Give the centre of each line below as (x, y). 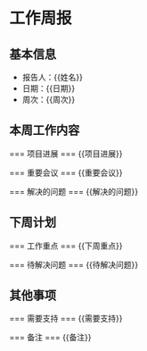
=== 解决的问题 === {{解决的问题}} (74, 191)
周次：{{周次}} (49, 100)
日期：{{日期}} (49, 88)
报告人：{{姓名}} (52, 77)
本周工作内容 (45, 130)
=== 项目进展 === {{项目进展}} (66, 154)
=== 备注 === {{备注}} (50, 338)
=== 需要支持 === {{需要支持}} (66, 319)
